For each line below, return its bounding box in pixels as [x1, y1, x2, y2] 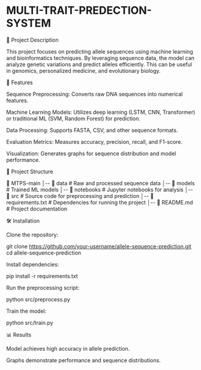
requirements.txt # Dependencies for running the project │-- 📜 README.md [6, 199, 193, 206]
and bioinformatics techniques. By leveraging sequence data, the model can [6, 54, 195, 61]
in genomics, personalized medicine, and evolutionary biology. [6, 67, 161, 74]
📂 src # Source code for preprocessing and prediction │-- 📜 [6, 192, 154, 199]
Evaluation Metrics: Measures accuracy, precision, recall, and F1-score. [6, 138, 183, 145]
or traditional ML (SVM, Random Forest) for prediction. [6, 115, 141, 122]
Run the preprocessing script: [6, 284, 80, 291]
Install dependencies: [6, 261, 59, 268]
